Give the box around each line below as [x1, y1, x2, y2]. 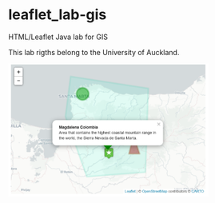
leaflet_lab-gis [8, 6, 107, 24]
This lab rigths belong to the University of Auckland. [8, 47, 180, 57]
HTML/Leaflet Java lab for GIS [8, 32, 108, 42]
